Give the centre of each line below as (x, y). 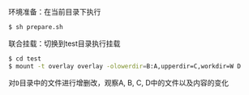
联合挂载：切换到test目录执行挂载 (64, 43)
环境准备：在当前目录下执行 (55, 12)
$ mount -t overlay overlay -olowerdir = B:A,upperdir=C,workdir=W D (125, 66)
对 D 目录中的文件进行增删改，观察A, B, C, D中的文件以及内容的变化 (119, 82)
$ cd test (25, 59)
